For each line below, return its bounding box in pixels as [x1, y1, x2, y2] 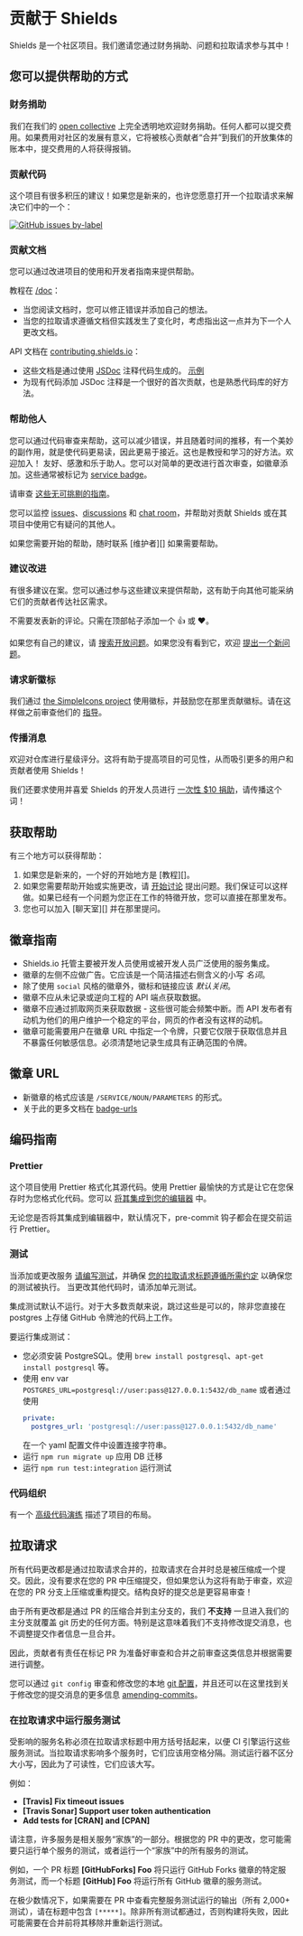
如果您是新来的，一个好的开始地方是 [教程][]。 [22, 869, 196, 881]
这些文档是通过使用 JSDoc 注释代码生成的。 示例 [22, 365, 205, 376]
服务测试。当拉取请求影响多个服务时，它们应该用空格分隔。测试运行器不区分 [9, 1747, 294, 1758]
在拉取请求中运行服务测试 [9, 1714, 121, 1726]
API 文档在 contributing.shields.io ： [9, 346, 142, 357]
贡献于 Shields [9, 8, 118, 29]
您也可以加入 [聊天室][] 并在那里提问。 [22, 903, 166, 914]
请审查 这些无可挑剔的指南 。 [9, 488, 115, 499]
